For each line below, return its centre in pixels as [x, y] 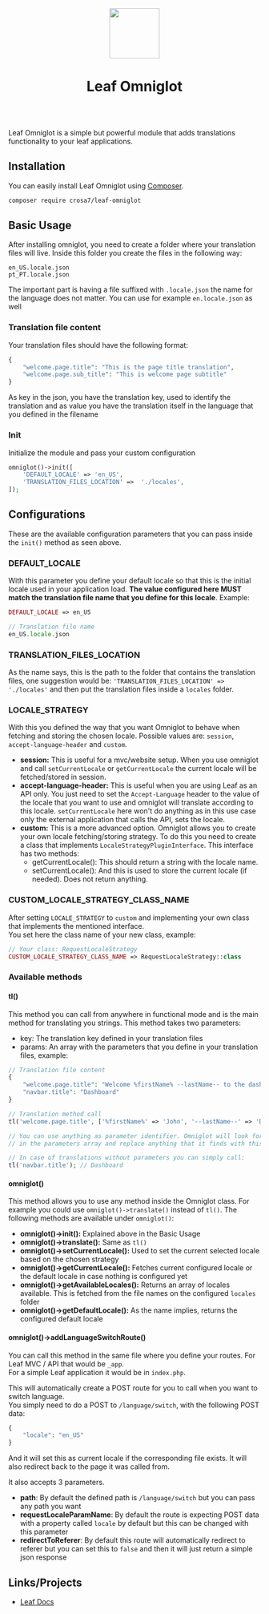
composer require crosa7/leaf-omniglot [75, 200]
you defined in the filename [53, 414]
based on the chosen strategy [69, 1259]
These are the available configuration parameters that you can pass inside [131, 534]
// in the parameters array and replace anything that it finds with [127, 1144]
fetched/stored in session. [63, 777]
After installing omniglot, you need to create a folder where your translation [132, 244]
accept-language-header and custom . [68, 744]
